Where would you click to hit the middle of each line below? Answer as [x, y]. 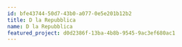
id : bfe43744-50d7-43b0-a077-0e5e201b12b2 [69, 13]
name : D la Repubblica [40, 26]
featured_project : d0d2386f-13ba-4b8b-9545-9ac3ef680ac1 [91, 33]
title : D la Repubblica [42, 20]
